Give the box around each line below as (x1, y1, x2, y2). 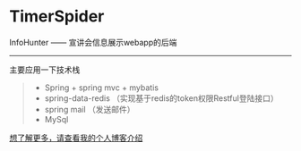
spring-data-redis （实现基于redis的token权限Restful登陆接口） (44, 92, 279, 104)
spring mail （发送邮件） (44, 104, 135, 114)
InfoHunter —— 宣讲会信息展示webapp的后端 (9, 37, 177, 47)
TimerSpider (9, 6, 105, 27)
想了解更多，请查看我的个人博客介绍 (9, 132, 143, 143)
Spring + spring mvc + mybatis (44, 82, 159, 93)
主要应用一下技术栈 (9, 64, 81, 75)
